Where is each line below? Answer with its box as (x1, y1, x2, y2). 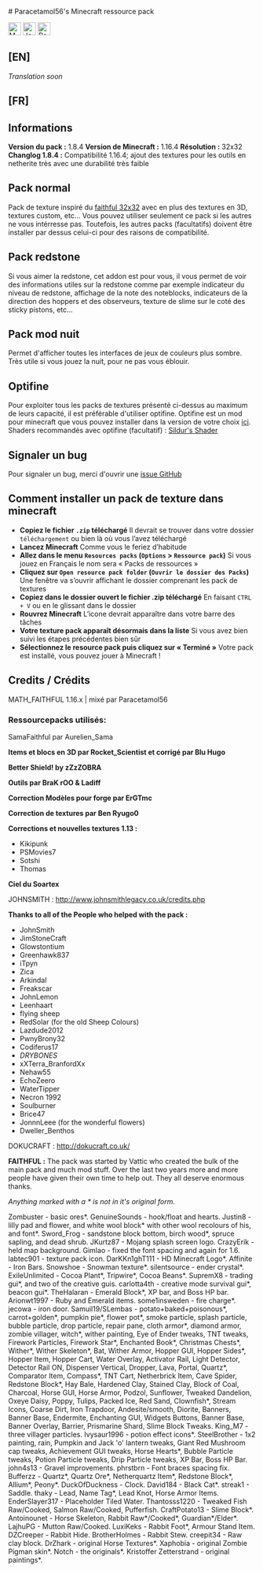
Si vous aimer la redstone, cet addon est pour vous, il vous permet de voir (8, 271, 247, 280)
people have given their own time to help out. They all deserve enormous (8, 1173, 245, 1182)
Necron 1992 (19, 1092, 61, 1102)
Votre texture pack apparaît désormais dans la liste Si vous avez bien (19, 625, 249, 635)
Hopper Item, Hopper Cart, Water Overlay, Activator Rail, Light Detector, (8, 1355, 241, 1363)
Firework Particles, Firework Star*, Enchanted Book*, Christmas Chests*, (8, 1338, 242, 1347)
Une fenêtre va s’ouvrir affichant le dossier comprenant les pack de (19, 575, 238, 585)
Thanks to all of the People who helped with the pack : (8, 910, 188, 919)
